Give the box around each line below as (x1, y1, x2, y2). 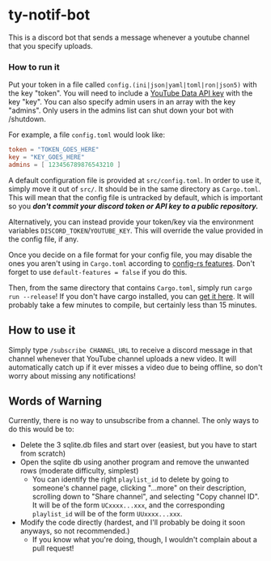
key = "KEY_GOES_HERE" (8, 153, 85, 161)
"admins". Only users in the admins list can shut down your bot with (8, 105, 234, 115)
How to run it (8, 61, 60, 72)
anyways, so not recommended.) (19, 526, 130, 536)
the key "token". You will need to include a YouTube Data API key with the (8, 88, 253, 98)
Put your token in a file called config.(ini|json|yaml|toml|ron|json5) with (8, 79, 257, 90)
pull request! (32, 543, 74, 553)
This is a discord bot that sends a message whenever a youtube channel (8, 32, 250, 42)
